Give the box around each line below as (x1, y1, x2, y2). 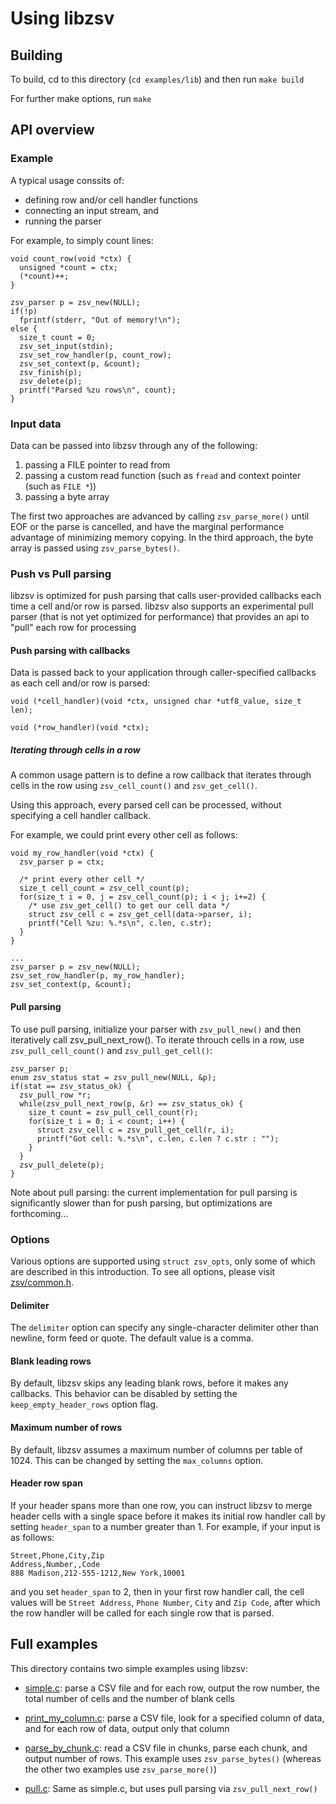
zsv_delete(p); (19, 376, 83, 386)
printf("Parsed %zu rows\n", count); (19, 385, 177, 395)
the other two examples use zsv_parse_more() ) (24, 1763, 218, 1775)
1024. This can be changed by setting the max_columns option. (10, 1454, 264, 1466)
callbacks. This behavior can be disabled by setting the (10, 1388, 238, 1400)
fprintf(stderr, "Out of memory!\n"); (19, 315, 182, 325)
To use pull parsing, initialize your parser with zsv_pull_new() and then (10, 1023, 302, 1035)
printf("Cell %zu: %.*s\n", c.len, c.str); (28, 918, 213, 929)
